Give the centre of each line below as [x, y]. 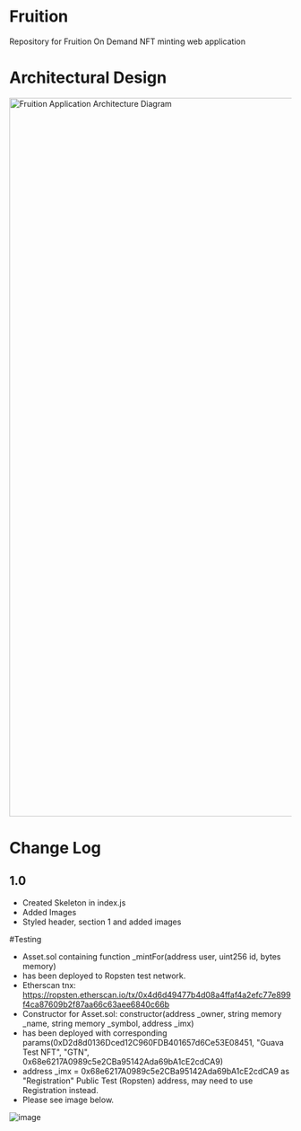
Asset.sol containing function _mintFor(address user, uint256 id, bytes [151, 956]
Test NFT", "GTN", [56, 1052]
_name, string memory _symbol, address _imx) [108, 1023]
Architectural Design [88, 78]
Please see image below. [68, 1100]
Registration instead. [60, 1090]
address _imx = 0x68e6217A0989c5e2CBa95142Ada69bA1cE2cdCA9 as [155, 1071]
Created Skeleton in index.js [74, 902]
